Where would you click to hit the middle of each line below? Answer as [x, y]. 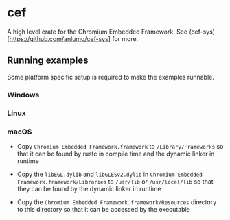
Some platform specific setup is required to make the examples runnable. [111, 77]
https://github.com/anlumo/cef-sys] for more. [74, 38]
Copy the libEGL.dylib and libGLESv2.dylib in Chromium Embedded [110, 174]
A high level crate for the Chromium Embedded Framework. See [97, 32]
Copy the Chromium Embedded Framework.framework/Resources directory [117, 202]
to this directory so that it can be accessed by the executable [103, 209]
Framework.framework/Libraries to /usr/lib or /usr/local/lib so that [115, 181]
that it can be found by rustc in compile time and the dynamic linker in [116, 154]
